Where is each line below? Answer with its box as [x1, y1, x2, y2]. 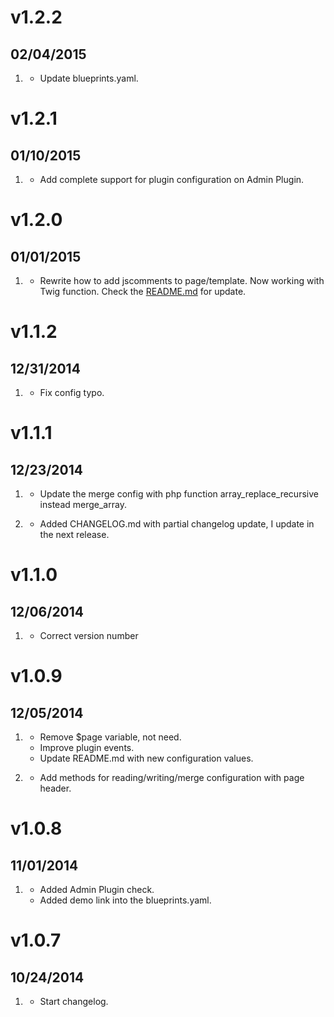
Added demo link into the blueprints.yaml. [39, 894, 212, 906]
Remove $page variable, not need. [39, 731, 182, 743]
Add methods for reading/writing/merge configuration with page [39, 772, 305, 783]
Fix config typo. [39, 387, 105, 398]
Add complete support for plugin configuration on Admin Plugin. [39, 174, 305, 185]
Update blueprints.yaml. [39, 72, 139, 84]
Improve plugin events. [39, 742, 135, 753]
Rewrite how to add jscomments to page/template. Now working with [39, 275, 325, 286]
